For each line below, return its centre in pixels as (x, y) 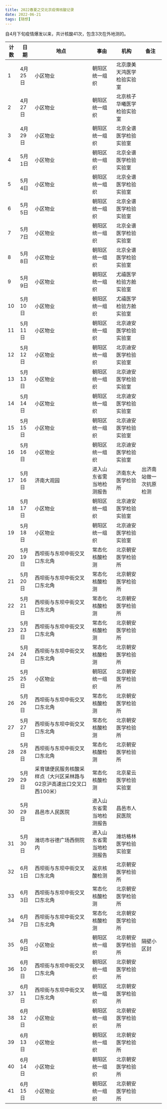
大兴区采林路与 (67, 776)
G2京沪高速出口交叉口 (61, 784)
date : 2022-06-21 (23, 14)
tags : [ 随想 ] (18, 19)
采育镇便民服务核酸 (57, 769)
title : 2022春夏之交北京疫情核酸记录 (40, 10)
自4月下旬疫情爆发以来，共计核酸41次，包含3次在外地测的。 (67, 34)
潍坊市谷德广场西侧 (57, 840)
